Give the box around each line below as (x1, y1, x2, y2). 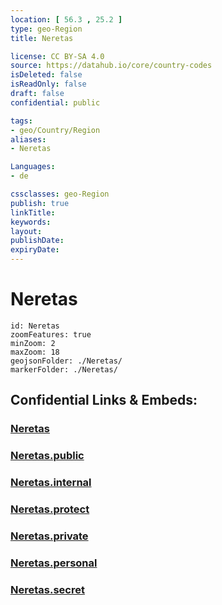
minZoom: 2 (10, 338, 56, 348)
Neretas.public (10, 449, 85, 463)
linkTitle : (10, 207, 56, 218)
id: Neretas (10, 321, 60, 331)
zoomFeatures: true (10, 329, 92, 340)
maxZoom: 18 (10, 347, 60, 357)
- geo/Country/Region (10, 125, 101, 135)
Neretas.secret (10, 582, 85, 596)
